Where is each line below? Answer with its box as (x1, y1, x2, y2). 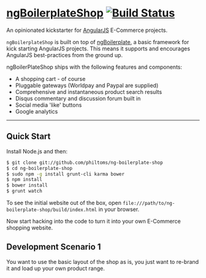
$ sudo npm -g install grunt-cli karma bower (6, 171, 124, 177)
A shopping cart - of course (15, 75, 86, 82)
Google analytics (15, 107, 58, 115)
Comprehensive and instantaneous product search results (15, 88, 162, 95)
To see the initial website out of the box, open (6, 199, 121, 206)
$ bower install (6, 182, 48, 188)
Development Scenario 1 (6, 242, 101, 252)
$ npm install (6, 177, 43, 183)
